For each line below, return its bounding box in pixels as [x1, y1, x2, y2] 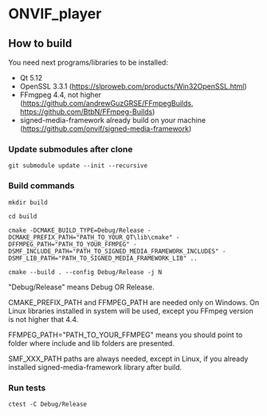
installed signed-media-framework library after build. [8, 362, 183, 371]
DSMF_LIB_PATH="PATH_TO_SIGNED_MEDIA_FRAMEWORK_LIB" [8, 254, 187, 262]
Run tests [8, 382, 46, 393]
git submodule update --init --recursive [8, 162, 148, 170]
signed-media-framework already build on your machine [19, 116, 206, 124]
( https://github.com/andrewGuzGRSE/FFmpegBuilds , [19, 99, 194, 108]
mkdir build [8, 198, 48, 206]
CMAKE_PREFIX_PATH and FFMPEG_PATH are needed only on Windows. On [8, 297, 260, 307]
